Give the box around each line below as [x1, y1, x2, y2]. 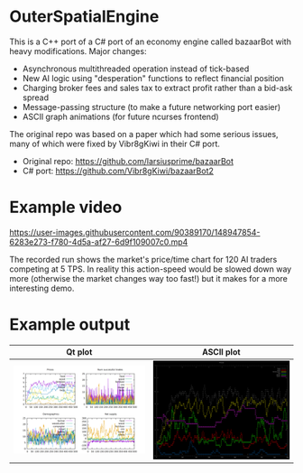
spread [22, 92, 50, 103]
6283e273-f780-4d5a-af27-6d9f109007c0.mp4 [9, 236, 188, 247]
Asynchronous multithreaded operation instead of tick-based [22, 63, 250, 74]
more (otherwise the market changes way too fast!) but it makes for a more [9, 273, 289, 283]
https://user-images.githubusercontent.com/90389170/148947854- [9, 227, 261, 237]
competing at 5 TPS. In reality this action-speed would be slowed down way [9, 264, 292, 274]
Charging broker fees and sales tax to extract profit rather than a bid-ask [22, 82, 293, 93]
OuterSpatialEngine [9, 6, 160, 27]
